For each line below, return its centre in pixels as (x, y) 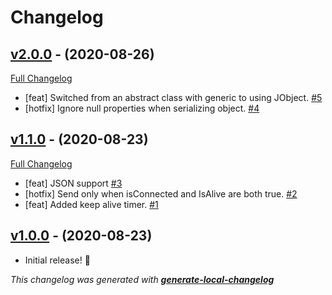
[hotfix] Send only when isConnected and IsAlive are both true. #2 (161, 193)
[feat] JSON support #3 (73, 183)
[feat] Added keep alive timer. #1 (91, 204)
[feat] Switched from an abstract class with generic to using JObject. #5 (173, 97)
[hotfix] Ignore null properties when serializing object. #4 (142, 108)
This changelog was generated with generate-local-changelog (142, 279)
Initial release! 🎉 (57, 260)
